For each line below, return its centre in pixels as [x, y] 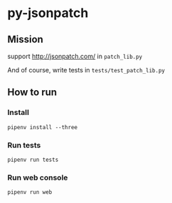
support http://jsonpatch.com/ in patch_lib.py [75, 56]
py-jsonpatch [48, 13]
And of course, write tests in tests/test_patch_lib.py [86, 70]
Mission [26, 39]
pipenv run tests [33, 160]
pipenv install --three [43, 127]
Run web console [38, 177]
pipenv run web [30, 192]
